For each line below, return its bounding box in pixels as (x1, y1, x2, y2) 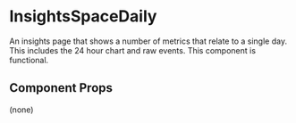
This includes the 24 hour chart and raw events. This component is (9, 45, 257, 55)
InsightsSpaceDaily (9, 6, 157, 27)
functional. (9, 54, 49, 65)
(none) (9, 104, 34, 115)
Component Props (9, 80, 114, 95)
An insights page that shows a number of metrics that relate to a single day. (9, 36, 288, 46)
